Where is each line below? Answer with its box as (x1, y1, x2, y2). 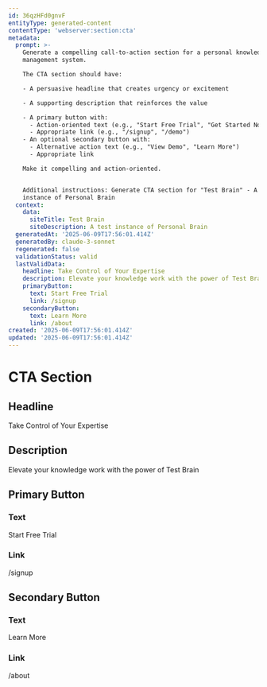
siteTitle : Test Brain (29, 215, 105, 223)
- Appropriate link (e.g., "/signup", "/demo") (29, 128, 191, 136)
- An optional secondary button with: (22, 136, 151, 144)
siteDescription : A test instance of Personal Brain (29, 223, 208, 231)
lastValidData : (15, 260, 66, 268)
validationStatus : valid (15, 252, 98, 261)
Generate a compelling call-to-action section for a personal (22, 49, 233, 56)
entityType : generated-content (8, 19, 112, 27)
